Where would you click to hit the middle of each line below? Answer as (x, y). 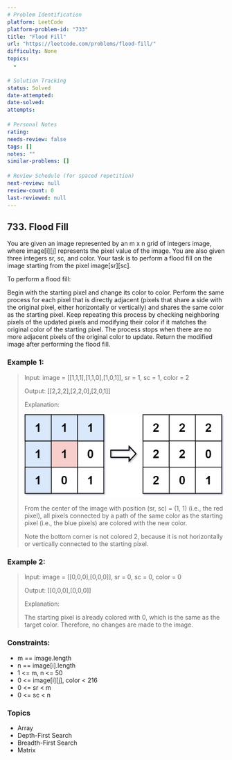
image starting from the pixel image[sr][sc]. (69, 266)
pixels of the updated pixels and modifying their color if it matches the (107, 322)
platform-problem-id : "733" (48, 29)
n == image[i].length (46, 665)
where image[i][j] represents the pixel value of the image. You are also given (116, 251)
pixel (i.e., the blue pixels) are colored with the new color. (106, 523)
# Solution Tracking (37, 81)
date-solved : (26, 103)
